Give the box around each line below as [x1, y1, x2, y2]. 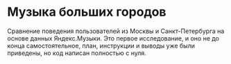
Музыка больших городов [7, 4, 166, 20]
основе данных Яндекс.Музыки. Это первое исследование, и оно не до [7, 34, 220, 42]
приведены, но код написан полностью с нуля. [7, 49, 147, 57]
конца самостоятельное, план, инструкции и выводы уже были [7, 41, 196, 50]
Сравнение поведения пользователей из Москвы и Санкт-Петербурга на [7, 27, 225, 35]
